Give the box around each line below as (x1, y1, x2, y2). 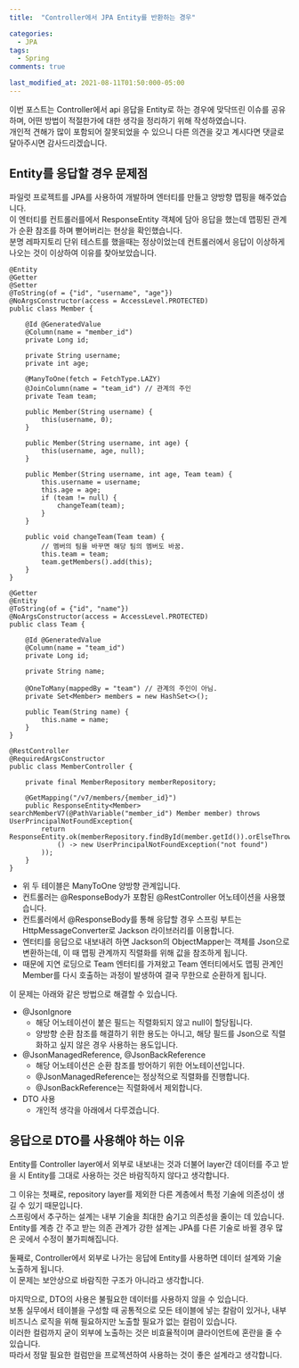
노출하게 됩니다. (9, 1264, 65, 1274)
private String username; (25, 351, 122, 360)
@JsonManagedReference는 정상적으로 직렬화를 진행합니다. (35, 1071, 250, 1082)
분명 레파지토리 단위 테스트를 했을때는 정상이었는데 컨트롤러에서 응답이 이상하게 (9, 236, 286, 246)
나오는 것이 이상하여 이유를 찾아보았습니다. (9, 247, 158, 258)
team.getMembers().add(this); (41, 557, 153, 567)
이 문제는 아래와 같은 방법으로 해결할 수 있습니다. (9, 988, 178, 999)
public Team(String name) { (25, 707, 129, 717)
